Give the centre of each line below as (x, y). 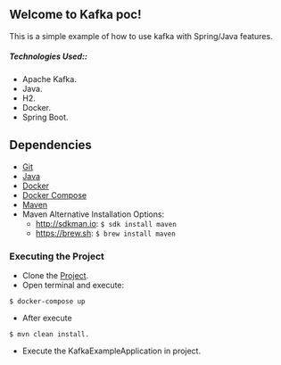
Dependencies (50, 145)
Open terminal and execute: (73, 285)
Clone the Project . (55, 275)
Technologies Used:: (48, 56)
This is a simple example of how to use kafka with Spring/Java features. (141, 36)
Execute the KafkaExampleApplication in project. (112, 351)
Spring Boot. (45, 117)
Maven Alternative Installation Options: (93, 214)
